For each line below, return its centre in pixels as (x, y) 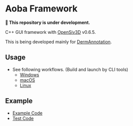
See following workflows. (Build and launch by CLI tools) (70, 69)
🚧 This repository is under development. (48, 22)
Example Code (27, 113)
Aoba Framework (41, 9)
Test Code (23, 118)
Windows (29, 75)
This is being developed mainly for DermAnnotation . (59, 42)
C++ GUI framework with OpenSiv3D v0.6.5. (51, 32)
